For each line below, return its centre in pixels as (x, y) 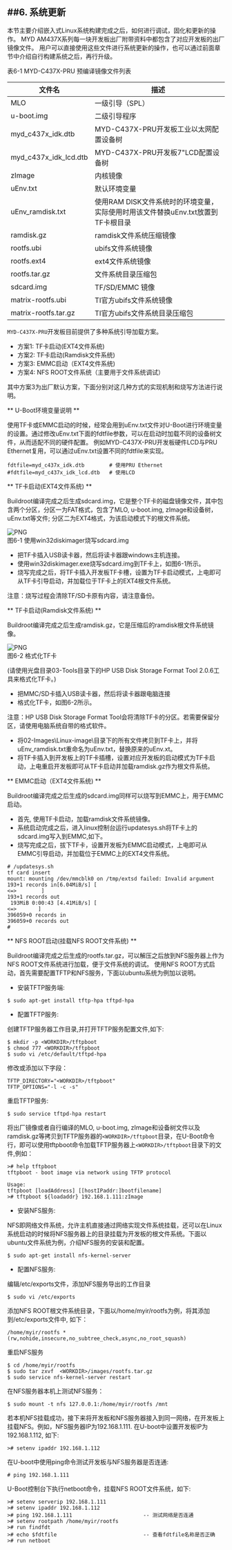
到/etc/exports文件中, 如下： (48, 1319)
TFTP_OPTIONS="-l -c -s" (43, 1087)
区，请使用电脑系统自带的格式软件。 (59, 725)
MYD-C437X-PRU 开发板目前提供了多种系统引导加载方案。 (85, 331)
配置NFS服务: (36, 1269)
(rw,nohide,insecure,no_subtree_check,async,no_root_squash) (97, 1338)
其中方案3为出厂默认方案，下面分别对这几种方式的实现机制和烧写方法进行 (112, 386)
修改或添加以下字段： (37, 1067)
